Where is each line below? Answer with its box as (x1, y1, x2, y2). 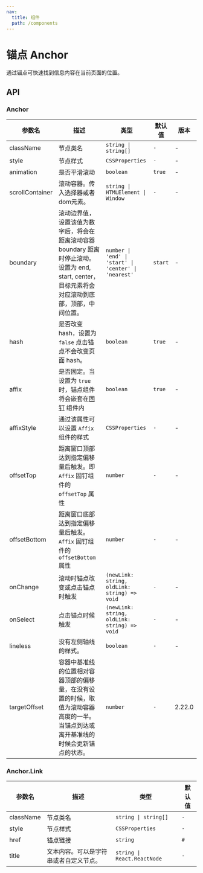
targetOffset (9, 703, 44, 711)
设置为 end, (58, 263, 91, 272)
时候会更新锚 (58, 740, 95, 747)
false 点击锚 (58, 338, 94, 346)
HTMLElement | (105, 189, 146, 196)
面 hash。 (58, 356, 86, 364)
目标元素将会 (58, 281, 95, 290)
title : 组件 (11, 14, 40, 21)
